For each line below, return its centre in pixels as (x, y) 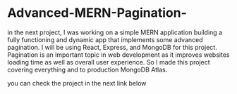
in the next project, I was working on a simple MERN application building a (115, 32)
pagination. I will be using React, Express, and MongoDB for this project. (112, 47)
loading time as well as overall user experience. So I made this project (109, 62)
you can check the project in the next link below (77, 83)
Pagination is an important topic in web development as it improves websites (119, 55)
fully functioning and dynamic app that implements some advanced (105, 39)
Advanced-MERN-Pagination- (97, 13)
